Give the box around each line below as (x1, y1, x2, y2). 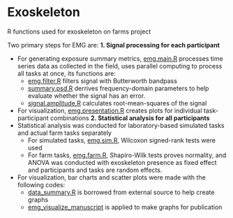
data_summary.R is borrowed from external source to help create (27, 188, 215, 196)
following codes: (17, 180, 66, 189)
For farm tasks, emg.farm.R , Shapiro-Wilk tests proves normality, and (27, 151, 227, 159)
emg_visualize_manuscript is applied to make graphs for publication (27, 203, 223, 211)
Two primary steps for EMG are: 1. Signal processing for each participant (7, 41, 220, 49)
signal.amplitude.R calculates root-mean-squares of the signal (27, 99, 207, 107)
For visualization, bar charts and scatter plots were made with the (17, 173, 206, 182)
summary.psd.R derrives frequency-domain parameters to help (27, 84, 209, 92)
